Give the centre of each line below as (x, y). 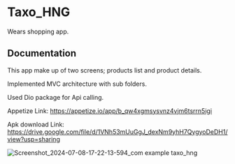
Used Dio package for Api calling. (56, 97)
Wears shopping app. (38, 31)
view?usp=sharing (34, 139)
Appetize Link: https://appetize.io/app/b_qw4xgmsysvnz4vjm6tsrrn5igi (109, 111)
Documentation (42, 53)
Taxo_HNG (39, 12)
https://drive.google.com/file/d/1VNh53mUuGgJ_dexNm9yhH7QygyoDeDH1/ (117, 132)
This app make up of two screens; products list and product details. (105, 70)
